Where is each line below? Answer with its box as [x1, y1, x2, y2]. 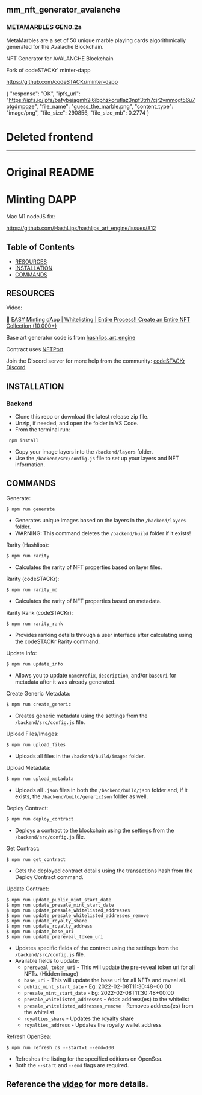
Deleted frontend [6, 130, 93, 144]
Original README [6, 165, 94, 179]
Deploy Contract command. [14, 873, 84, 880]
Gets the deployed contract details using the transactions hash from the [14, 867, 194, 874]
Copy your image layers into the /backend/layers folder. [14, 448, 153, 455]
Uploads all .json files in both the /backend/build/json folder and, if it [14, 786, 188, 793]
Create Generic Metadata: [6, 690, 71, 697]
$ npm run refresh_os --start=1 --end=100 [6, 1044, 114, 1050]
